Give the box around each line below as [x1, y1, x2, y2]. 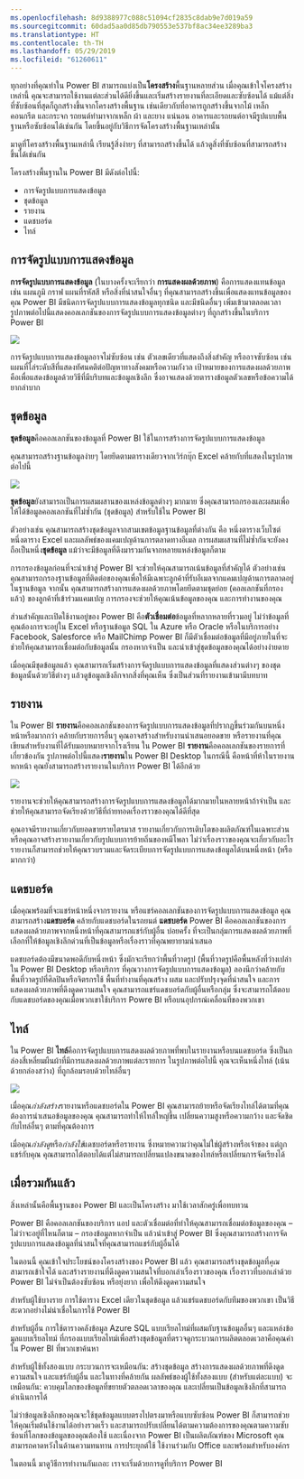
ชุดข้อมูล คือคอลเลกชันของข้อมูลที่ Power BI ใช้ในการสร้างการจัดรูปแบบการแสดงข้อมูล [10, 433, 265, 443]
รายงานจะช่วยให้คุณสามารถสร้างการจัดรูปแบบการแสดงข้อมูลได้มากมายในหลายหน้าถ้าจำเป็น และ [10, 795, 291, 806]
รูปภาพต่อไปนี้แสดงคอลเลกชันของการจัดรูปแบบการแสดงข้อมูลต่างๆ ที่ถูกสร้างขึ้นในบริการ [10, 306, 270, 317]
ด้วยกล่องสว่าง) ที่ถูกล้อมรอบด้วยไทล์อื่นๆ [10, 1065, 131, 1076]
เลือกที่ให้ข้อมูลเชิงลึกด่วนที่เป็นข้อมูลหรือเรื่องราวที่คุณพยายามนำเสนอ [10, 935, 213, 946]
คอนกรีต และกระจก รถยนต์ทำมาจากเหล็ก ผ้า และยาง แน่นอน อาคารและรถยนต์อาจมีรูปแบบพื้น [10, 110, 288, 121]
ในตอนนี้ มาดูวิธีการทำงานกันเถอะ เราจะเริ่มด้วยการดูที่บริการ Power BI [10, 1457, 223, 1468]
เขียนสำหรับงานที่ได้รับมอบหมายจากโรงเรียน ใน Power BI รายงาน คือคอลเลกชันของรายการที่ [10, 740, 285, 751]
